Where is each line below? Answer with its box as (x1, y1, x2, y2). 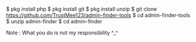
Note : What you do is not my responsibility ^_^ (6, 29, 119, 36)
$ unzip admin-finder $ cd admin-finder (6, 18, 103, 24)
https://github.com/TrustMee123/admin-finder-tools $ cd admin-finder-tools (6, 12, 191, 19)
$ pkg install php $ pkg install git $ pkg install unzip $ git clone (6, 6, 157, 12)
